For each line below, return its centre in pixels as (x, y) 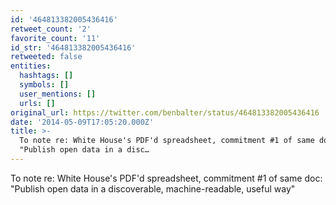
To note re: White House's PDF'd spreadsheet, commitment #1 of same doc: (166, 178)
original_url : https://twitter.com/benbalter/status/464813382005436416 (165, 112)
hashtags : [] (46, 76)
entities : (31, 66)
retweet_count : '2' (51, 29)
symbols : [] (44, 85)
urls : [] (37, 103)
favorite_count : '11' (55, 38)
